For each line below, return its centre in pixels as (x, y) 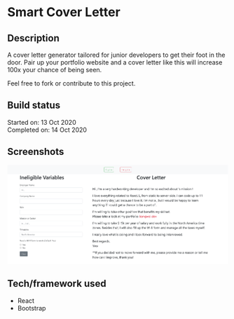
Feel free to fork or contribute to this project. (71, 83)
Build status (34, 106)
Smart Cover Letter (64, 12)
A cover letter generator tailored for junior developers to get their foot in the (116, 55)
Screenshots (36, 152)
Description (33, 38)
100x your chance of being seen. (55, 70)
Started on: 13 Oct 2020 (42, 122)
